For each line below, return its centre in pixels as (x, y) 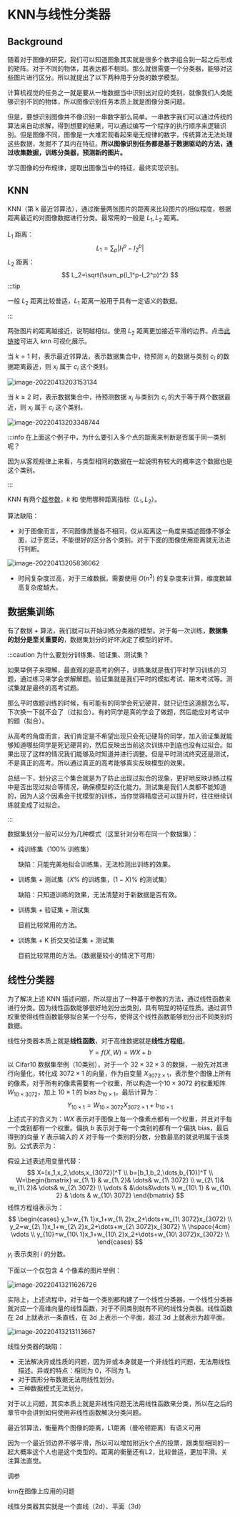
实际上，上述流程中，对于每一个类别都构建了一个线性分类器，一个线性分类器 (120, 1299)
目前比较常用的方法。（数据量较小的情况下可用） (88, 955)
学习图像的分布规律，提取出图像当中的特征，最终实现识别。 (95, 168)
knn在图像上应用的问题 (41, 1491)
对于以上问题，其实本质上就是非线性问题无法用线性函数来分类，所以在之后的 (120, 1403)
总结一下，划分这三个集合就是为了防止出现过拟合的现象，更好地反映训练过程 (120, 778)
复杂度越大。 (43, 587)
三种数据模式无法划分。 (52, 1388)
